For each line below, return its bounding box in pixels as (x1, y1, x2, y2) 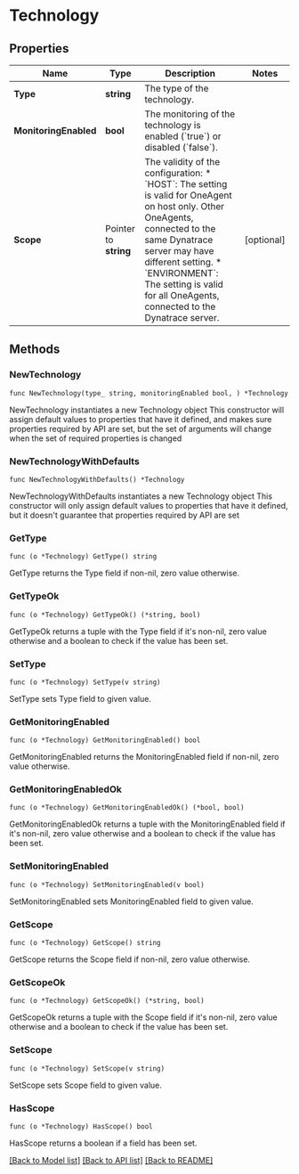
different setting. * (144, 256, 222, 268)
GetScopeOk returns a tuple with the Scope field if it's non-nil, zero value (9, 1012, 278, 1023)
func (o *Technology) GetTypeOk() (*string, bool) (9, 610, 201, 619)
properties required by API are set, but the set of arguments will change (9, 423, 272, 434)
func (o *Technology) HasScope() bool (9, 1121, 153, 1131)
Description (164, 68, 216, 79)
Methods (9, 342, 61, 357)
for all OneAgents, (144, 289, 220, 301)
